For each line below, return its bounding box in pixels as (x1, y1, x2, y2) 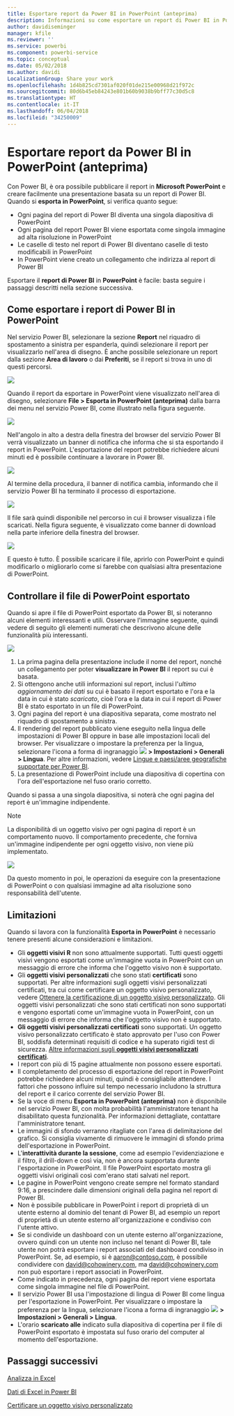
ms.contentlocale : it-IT (7, 101, 79, 108)
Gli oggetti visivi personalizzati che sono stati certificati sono (17, 971, 198, 979)
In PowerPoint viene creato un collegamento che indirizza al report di (17, 255, 216, 263)
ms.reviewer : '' (7, 36, 54, 43)
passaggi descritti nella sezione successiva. (7, 283, 134, 292)
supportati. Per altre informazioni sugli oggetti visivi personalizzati (17, 978, 208, 987)
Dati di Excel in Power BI (7, 1387, 77, 1396)
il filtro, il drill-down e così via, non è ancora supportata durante (17, 1156, 200, 1165)
